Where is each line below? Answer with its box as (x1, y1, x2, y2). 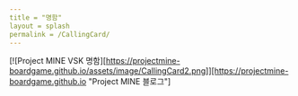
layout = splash (9, 22, 70, 31)
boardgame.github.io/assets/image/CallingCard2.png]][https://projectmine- (9, 65, 289, 76)
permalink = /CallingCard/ (9, 30, 110, 39)
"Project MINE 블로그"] (88, 76, 171, 87)
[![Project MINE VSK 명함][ (9, 56, 106, 66)
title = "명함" (9, 13, 63, 22)
